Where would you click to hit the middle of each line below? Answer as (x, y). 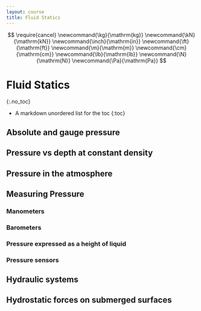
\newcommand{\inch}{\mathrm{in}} (96, 41)
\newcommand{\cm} (161, 47)
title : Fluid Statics (33, 18)
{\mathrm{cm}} (35, 54)
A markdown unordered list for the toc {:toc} (70, 113)
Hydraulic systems (42, 280)
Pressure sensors (33, 260)
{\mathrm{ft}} (33, 47)
